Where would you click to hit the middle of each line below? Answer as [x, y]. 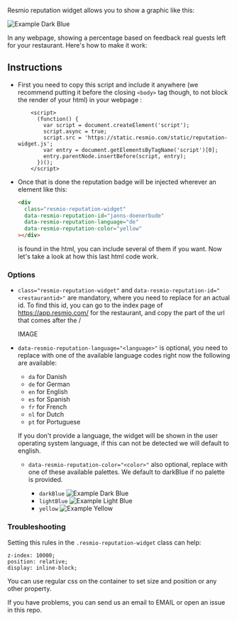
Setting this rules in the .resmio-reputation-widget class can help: [104, 542]
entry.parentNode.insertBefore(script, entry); [115, 156]
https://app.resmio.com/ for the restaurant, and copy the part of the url [121, 313]
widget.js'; [35, 144]
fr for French [48, 407]
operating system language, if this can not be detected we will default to [123, 444]
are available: [37, 363]
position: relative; [38, 561]
